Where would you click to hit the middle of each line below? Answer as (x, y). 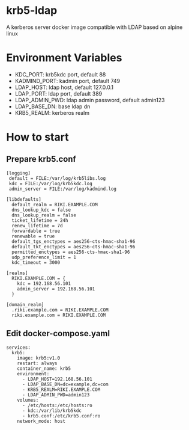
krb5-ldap (32, 11)
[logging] (19, 173)
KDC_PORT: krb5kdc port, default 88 (60, 74)
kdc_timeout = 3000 (36, 262)
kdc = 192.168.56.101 (44, 283)
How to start (37, 137)
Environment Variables (64, 58)
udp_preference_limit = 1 (44, 257)
